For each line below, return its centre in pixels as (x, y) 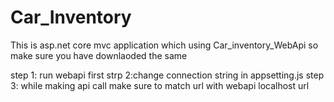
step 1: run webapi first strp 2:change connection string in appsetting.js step (167, 75)
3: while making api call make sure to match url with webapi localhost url (160, 85)
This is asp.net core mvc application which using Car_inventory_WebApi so (164, 45)
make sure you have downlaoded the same (99, 55)
